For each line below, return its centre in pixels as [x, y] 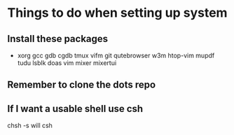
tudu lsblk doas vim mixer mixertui [67, 63]
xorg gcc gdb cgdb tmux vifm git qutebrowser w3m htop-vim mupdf [116, 55]
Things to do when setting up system [117, 13]
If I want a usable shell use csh [75, 109]
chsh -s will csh [30, 126]
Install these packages [58, 39]
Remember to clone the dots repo [82, 85]
